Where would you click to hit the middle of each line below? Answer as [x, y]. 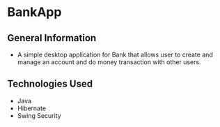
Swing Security [39, 115]
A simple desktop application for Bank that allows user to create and [115, 54]
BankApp [34, 12]
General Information [52, 38]
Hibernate [32, 108]
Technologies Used [50, 84]
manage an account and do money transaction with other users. [109, 62]
